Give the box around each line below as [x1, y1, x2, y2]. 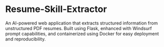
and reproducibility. [5, 36, 46, 42]
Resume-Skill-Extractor [5, 3, 107, 15]
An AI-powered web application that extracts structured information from [5, 20, 158, 26]
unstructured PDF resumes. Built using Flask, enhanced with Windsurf [5, 25, 152, 31]
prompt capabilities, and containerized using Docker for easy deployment [5, 30, 159, 36]
